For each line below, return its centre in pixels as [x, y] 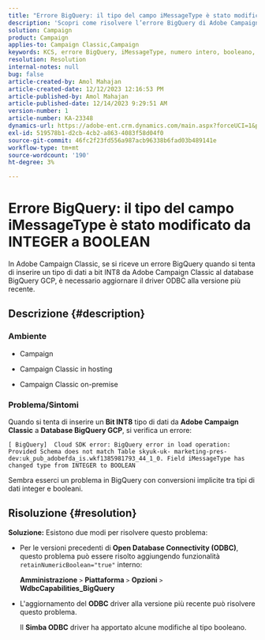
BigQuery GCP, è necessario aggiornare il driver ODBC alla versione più [125, 280]
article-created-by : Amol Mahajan [65, 81]
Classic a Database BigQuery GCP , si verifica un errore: [100, 431]
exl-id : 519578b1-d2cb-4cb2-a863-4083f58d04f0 [86, 133]
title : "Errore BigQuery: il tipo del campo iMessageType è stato [119, 15]
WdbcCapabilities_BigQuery [67, 588]
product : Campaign [38, 38]
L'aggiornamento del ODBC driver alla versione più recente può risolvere [137, 603]
